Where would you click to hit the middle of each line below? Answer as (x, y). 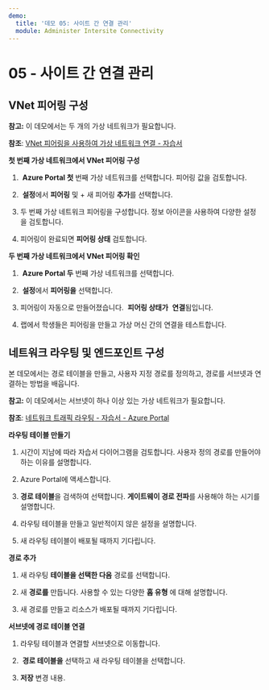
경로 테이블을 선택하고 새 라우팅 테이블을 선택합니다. (104, 661)
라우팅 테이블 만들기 (39, 435)
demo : (17, 16)
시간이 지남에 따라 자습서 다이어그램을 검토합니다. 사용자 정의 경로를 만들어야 (141, 452)
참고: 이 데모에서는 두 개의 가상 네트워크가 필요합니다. (92, 127)
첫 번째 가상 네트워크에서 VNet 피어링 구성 (74, 160)
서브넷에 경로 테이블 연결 (47, 626)
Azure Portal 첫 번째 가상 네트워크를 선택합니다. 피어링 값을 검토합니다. (134, 177)
